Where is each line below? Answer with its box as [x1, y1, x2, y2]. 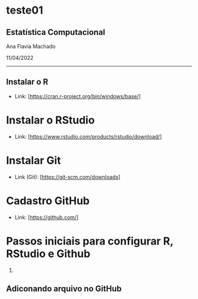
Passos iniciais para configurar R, [6, 234, 174, 247]
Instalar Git [6, 153, 61, 167]
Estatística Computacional [6, 27, 105, 37]
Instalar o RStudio [6, 114, 95, 127]
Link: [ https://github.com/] [14, 214, 79, 221]
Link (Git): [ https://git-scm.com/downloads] [14, 173, 121, 181]
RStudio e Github [6, 247, 91, 261]
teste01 [6, 4, 43, 17]
